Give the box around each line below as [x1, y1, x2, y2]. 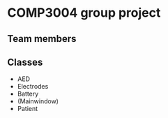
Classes [7, 56, 43, 68]
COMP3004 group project [7, 5, 161, 21]
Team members [7, 33, 77, 45]
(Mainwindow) [17, 97, 59, 105]
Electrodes [17, 82, 49, 91]
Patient [17, 105, 38, 113]
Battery [17, 89, 39, 98]
